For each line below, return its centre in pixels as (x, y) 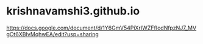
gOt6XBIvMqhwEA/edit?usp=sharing (52, 34)
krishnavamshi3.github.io (73, 11)
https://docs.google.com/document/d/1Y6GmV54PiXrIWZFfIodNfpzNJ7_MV (101, 28)
